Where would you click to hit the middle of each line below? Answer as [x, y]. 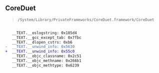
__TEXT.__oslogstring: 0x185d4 [44, 33]
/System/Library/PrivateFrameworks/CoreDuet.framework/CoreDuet [86, 19]
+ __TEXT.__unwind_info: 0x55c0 [40, 51]
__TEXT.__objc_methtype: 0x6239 [45, 65]
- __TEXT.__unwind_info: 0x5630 [40, 47]
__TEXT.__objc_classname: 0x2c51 [46, 56]
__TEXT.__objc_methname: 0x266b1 [46, 61]
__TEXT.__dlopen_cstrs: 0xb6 [42, 42]
